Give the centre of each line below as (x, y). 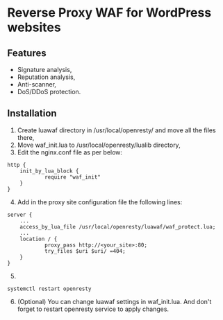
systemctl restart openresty (49, 289)
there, (26, 137)
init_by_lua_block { (49, 171)
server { (20, 215)
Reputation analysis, (46, 77)
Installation (32, 113)
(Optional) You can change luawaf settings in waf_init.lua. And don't (114, 301)
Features (27, 53)
